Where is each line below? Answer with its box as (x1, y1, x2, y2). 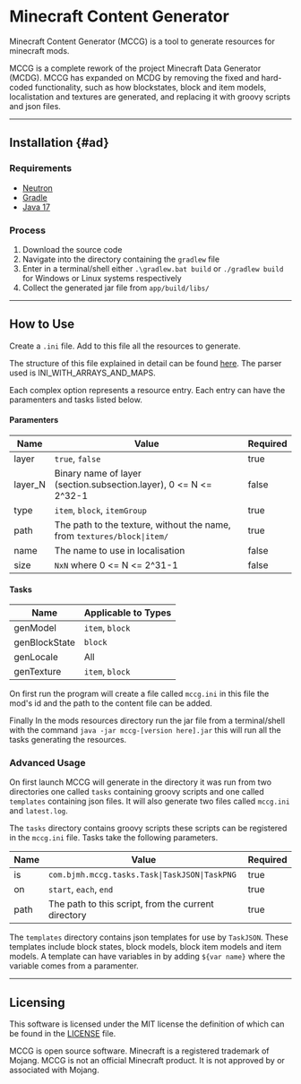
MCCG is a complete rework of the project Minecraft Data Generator (9, 63, 262, 73)
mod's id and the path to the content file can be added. (9, 698, 213, 709)
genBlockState (13, 636, 76, 649)
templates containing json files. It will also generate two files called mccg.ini (9, 796, 290, 807)
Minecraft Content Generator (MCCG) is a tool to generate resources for (9, 36, 275, 47)
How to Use (9, 316, 75, 332)
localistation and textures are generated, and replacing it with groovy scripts (9, 91, 291, 102)
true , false (54, 452, 101, 465)
